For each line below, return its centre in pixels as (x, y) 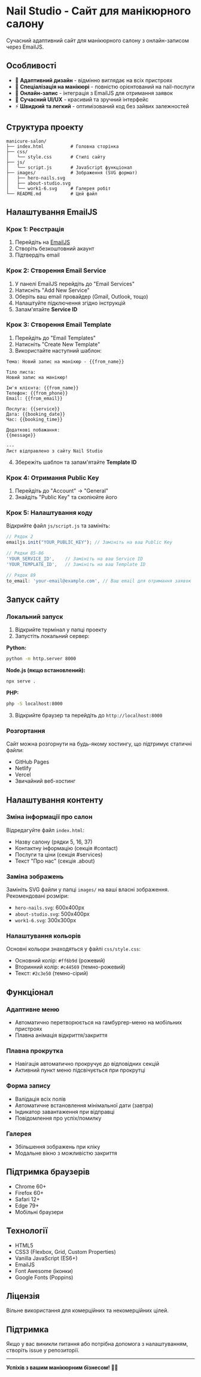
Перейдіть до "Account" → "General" (62, 491)
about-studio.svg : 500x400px (52, 914)
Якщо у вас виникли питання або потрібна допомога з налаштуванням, (97, 1344)
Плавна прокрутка (35, 1051)
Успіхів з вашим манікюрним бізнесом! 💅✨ (62, 1367)
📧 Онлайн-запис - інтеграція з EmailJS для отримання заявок (94, 93)
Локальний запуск (35, 616)
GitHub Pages (32, 762)
